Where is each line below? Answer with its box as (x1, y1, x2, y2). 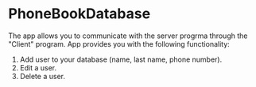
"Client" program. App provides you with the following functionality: (8, 39, 231, 48)
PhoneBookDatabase (8, 5, 151, 23)
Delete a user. (19, 71, 66, 81)
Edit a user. (19, 62, 57, 72)
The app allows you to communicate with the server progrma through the (8, 31, 248, 40)
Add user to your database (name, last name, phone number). (19, 55, 223, 64)
